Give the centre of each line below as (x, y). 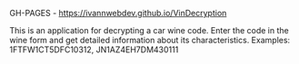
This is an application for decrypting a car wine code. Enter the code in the (149, 30)
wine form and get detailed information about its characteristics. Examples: (150, 40)
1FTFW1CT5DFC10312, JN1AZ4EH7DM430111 (94, 50)
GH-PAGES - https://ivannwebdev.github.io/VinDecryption (118, 13)
